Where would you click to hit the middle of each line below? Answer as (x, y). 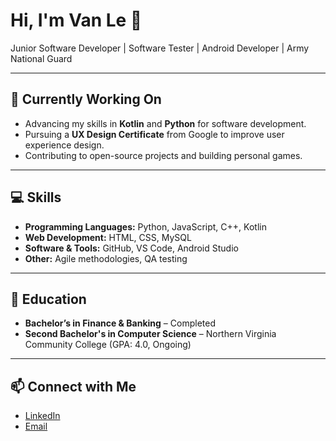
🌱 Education (48, 299)
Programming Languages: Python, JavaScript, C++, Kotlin (145, 226)
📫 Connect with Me (73, 386)
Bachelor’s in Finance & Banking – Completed (120, 323)
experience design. (64, 145)
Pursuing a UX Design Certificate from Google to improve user (154, 134)
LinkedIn (42, 416)
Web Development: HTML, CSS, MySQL (108, 237)
